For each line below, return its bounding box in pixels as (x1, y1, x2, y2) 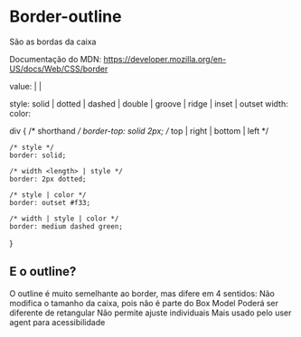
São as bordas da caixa (9, 36, 97, 47)
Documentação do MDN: (9, 53, 102, 64)
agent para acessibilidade (9, 316, 106, 327)
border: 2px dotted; (9, 174, 88, 183)
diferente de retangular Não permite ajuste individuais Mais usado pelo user (9, 307, 292, 318)
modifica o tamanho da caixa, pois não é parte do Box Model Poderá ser (9, 297, 278, 308)
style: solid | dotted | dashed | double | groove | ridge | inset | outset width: (9, 98, 288, 109)
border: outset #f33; (9, 198, 91, 207)
